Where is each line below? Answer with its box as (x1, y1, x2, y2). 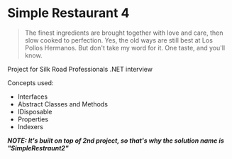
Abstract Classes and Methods (17, 99, 109, 108)
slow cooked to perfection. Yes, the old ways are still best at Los (24, 35, 213, 44)
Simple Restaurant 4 (7, 5, 130, 21)
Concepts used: (7, 78, 54, 87)
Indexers (17, 122, 44, 131)
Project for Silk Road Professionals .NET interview (7, 65, 153, 73)
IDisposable (17, 107, 53, 116)
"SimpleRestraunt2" (7, 143, 69, 152)
